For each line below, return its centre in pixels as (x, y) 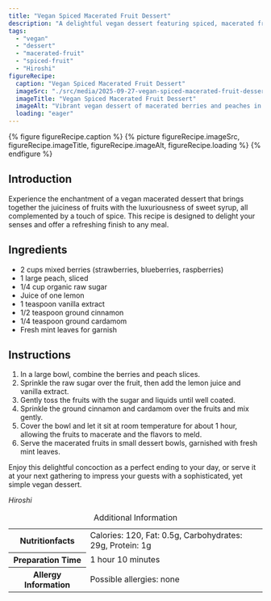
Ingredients (38, 250)
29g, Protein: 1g (121, 545)
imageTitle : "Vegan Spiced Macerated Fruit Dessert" (106, 99)
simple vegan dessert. (45, 485)
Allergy (47, 574)
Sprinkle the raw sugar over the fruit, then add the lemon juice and (130, 383)
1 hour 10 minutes (125, 559)
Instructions (40, 356)
